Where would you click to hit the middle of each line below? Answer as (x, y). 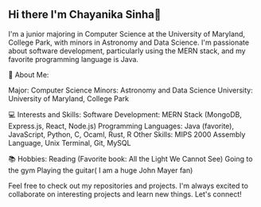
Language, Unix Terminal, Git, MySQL (70, 143)
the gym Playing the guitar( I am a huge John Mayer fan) (101, 170)
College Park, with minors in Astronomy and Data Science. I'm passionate (129, 42)
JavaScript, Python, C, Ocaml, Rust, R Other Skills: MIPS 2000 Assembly (127, 134)
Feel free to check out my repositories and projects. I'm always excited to (129, 186)
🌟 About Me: (29, 74)
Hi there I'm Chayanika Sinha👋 (85, 15)
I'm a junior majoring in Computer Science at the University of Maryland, (127, 33)
